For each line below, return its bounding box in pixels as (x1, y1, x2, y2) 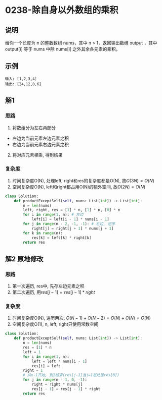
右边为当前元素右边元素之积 (12, 141, 69, 147)
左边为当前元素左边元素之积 (12, 135, 69, 141)
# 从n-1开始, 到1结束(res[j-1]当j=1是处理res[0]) (23, 373, 120, 378)
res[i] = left (31, 363, 61, 368)
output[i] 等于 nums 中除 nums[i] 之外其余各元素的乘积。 (5, 46, 120, 52)
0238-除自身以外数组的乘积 (5, 4, 119, 16)
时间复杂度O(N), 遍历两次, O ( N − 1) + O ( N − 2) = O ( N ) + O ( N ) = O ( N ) (12, 315, 151, 321)
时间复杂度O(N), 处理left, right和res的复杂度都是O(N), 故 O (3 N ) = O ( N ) (12, 177, 155, 183)
